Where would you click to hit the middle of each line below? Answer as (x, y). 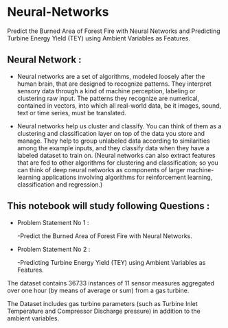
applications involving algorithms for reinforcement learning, (127, 177)
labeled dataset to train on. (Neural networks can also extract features (116, 155)
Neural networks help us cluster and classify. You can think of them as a (119, 126)
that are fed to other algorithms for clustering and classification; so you (117, 163)
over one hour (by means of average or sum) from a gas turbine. (98, 290)
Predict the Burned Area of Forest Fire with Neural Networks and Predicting (114, 31)
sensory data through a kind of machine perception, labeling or (106, 91)
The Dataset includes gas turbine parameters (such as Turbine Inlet (102, 303)
